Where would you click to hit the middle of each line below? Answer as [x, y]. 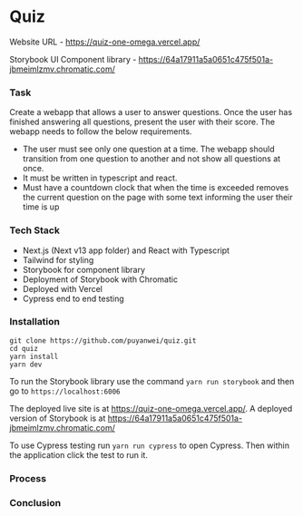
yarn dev [26, 365]
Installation [35, 322]
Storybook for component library [84, 269]
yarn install [34, 356]
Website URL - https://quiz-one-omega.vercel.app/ [105, 42]
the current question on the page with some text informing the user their [157, 198]
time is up [41, 207]
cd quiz [24, 348]
